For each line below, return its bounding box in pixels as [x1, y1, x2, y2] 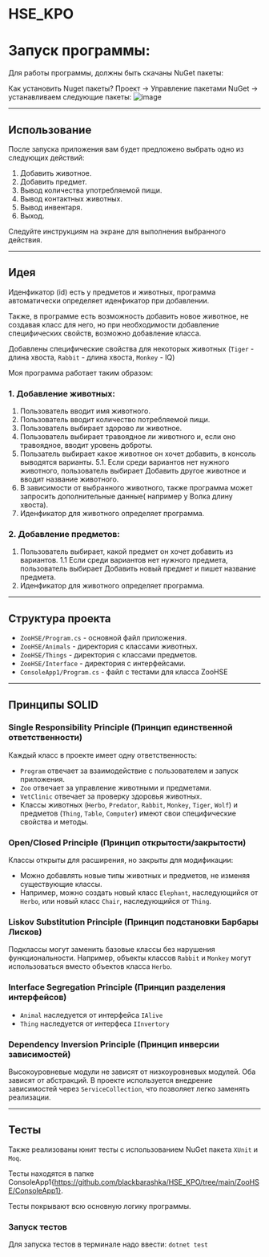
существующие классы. [19, 880, 102, 889]
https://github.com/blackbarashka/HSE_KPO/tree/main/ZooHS [54, 1177, 260, 1186]
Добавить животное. [19, 168, 92, 177]
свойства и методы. [19, 816, 89, 827]
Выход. [19, 210, 45, 221]
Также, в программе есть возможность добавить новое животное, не [8, 311, 249, 321]
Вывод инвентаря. [19, 202, 82, 212]
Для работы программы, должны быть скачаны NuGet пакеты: [8, 68, 224, 78]
